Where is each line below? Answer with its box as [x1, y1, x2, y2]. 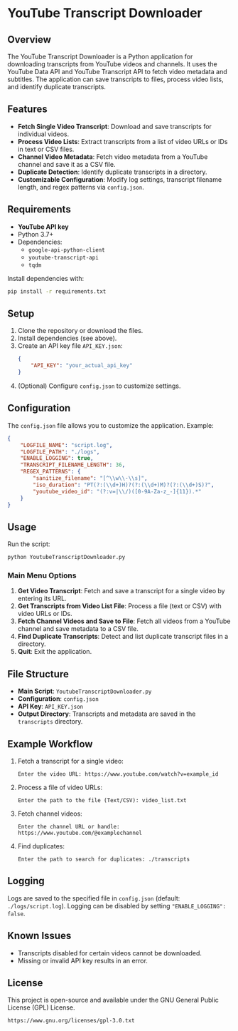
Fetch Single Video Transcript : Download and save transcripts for [17, 122, 212, 130]
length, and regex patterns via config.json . [17, 183, 144, 191]
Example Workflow [7, 738, 93, 750]
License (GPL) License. [7, 1003, 76, 1012]
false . [7, 909, 26, 918]
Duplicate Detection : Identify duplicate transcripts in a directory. [17, 168, 207, 176]
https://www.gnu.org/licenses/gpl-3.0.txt [7, 1017, 135, 1025]
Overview [7, 34, 52, 46]
